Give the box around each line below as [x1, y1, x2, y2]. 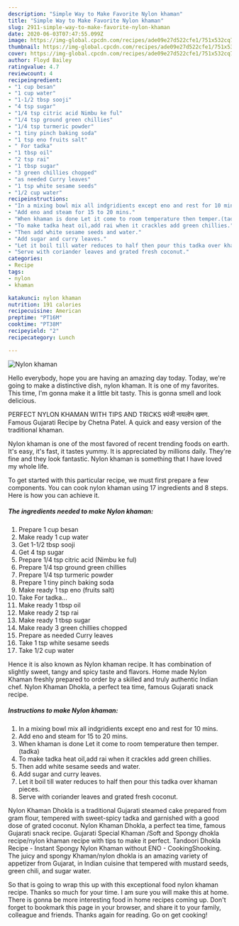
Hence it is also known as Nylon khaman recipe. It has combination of [8, 659, 212, 669]
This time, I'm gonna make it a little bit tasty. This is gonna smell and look [8, 388, 222, 397]
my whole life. [8, 462, 49, 470]
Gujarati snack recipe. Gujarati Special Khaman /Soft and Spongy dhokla [8, 829, 219, 837]
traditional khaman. [8, 425, 65, 434]
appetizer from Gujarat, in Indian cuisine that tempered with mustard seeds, [8, 858, 229, 868]
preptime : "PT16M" [8, 314, 62, 321]
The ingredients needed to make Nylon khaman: [8, 507, 154, 516]
